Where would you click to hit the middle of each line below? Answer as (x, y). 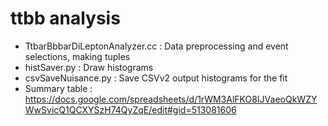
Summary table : (58, 88)
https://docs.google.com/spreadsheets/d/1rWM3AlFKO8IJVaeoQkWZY (171, 99)
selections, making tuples (77, 56)
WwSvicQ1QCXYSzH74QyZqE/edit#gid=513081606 (130, 109)
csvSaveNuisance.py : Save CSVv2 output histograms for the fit (156, 78)
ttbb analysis (65, 18)
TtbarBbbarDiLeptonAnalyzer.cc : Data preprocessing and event (156, 46)
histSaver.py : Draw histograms (89, 67)
